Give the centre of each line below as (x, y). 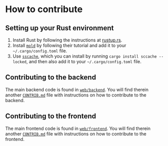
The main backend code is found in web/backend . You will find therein (77, 89)
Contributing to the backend (51, 78)
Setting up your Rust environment (59, 28)
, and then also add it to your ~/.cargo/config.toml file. (84, 61)
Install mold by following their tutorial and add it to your (69, 45)
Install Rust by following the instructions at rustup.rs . (67, 40)
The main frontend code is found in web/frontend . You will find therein (78, 128)
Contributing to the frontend (51, 116)
